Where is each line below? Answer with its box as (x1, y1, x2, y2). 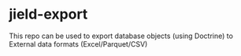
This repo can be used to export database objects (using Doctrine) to (9, 31, 233, 40)
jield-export (9, 5, 88, 23)
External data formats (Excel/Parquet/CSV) (9, 39, 148, 48)
